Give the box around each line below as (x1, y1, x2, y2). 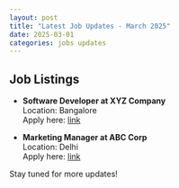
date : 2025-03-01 (9, 30, 75, 39)
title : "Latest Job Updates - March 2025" (9, 22, 171, 31)
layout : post (9, 13, 58, 22)
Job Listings (9, 71, 80, 86)
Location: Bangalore (22, 105, 97, 116)
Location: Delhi (22, 141, 79, 153)
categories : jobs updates (9, 38, 106, 48)
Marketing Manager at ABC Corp (22, 132, 148, 143)
